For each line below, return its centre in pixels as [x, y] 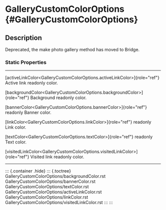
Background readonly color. [59, 98]
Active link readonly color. [32, 83]
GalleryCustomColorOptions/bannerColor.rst [50, 181]
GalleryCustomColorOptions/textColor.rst [47, 187]
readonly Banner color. [28, 112]
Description [23, 38]
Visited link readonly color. [57, 157]
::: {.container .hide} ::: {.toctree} [38, 171]
